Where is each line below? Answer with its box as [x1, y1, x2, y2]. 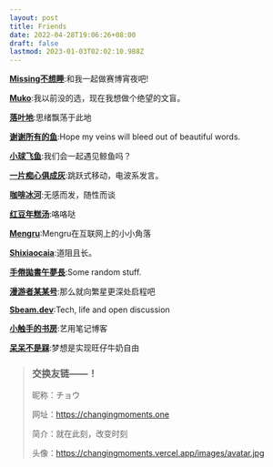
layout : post [9, 13, 59, 23]
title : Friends [9, 22, 67, 31]
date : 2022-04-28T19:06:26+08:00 [9, 30, 136, 39]
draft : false [9, 38, 59, 48]
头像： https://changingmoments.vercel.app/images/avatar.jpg [31, 448, 265, 459]
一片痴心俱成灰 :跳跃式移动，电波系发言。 [9, 170, 164, 181]
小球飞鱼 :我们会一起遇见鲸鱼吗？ [9, 151, 132, 162]
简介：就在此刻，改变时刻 [31, 429, 128, 440]
